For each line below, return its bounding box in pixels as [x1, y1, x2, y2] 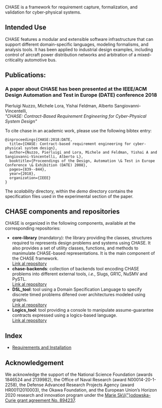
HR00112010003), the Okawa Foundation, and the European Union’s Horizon [5, 387, 157, 393]
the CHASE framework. [12, 255, 59, 262]
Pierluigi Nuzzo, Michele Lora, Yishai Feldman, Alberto [5, 103, 113, 108]
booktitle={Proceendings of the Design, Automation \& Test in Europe [9, 158, 155, 163]
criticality [5, 57, 24, 63]
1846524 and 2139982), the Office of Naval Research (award [5, 376, 127, 382]
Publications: [5, 71, 46, 79]
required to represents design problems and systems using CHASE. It [12, 240, 151, 246]
